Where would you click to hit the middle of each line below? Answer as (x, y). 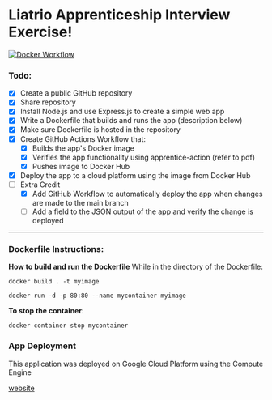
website (21, 388)
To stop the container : (46, 311)
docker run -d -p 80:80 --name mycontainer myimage (97, 296)
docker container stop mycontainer (68, 326)
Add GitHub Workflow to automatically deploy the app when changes (147, 194)
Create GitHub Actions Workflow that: (83, 138)
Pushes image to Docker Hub (81, 166)
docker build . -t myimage (54, 282)
